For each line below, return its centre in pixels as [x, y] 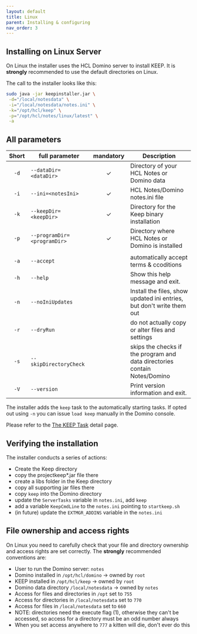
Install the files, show [159, 291]
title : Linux [22, 17]
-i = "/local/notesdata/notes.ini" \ [52, 105]
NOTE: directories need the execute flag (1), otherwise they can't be [96, 612]
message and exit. [155, 282]
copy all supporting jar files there [55, 488]
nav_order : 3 [22, 28]
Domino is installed [156, 246]
